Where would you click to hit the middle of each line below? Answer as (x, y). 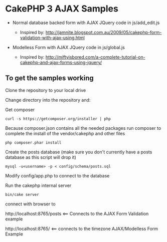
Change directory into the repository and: (48, 100)
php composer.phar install (33, 143)
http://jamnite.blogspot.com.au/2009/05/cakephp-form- (104, 32)
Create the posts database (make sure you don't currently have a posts (79, 152)
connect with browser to (31, 204)
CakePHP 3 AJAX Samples (62, 9)
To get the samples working (49, 78)
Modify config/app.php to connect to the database (57, 175)
